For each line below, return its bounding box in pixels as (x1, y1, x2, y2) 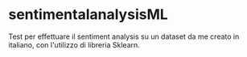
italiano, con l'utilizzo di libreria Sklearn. (8, 40, 141, 49)
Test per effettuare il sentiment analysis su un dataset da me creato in (8, 32, 240, 41)
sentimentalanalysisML (8, 6, 169, 24)
